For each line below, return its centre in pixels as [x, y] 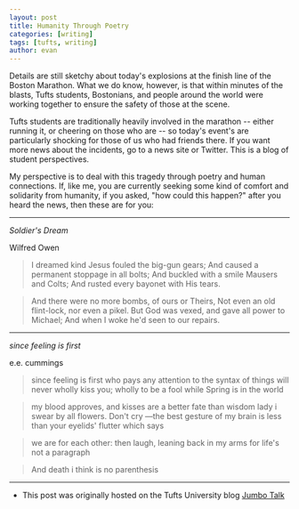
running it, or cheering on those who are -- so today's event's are [129, 131]
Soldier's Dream [39, 230]
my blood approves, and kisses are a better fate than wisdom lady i [154, 407]
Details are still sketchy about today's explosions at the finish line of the [140, 76]
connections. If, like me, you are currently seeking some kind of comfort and [149, 186]
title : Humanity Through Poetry [69, 26]
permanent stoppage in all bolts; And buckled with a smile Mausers [154, 275]
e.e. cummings [36, 363]
